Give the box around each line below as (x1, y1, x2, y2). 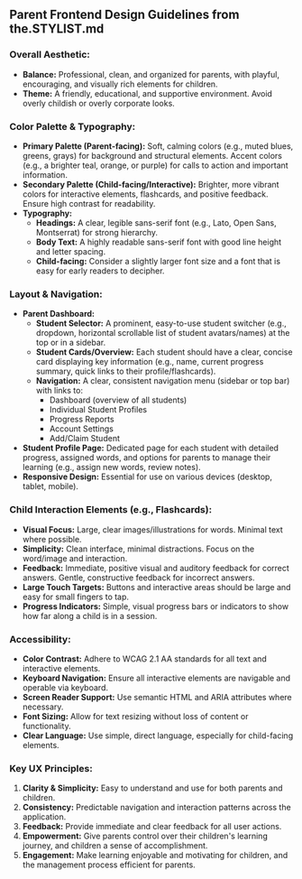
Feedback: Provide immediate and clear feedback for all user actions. (22, 821, 282, 832)
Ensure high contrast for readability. (22, 198, 156, 208)
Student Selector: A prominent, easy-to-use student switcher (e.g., (35, 318, 287, 328)
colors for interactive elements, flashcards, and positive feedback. (22, 189, 269, 199)
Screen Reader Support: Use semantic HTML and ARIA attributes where (22, 691, 292, 702)
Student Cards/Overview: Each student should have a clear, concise (35, 347, 293, 357)
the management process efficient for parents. (22, 859, 196, 870)
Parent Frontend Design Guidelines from (9, 7, 240, 23)
